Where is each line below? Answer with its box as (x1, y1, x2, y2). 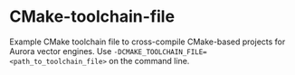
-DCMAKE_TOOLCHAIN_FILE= (113, 47, 208, 56)
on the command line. (108, 55, 190, 66)
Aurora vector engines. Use (9, 45, 112, 56)
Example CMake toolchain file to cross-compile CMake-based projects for (9, 36, 286, 47)
